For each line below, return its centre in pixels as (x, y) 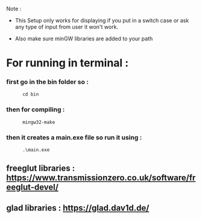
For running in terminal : (68, 63)
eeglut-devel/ (33, 187)
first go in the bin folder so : (47, 82)
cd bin (30, 94)
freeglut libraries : (41, 168)
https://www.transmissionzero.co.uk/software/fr (101, 178)
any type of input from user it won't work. (67, 27)
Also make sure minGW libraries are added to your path (84, 38)
